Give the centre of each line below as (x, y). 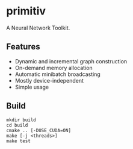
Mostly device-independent (49, 80)
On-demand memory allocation (54, 68)
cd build (17, 125)
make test (19, 141)
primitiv (26, 11)
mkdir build (21, 120)
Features (23, 47)
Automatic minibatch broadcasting (57, 74)
